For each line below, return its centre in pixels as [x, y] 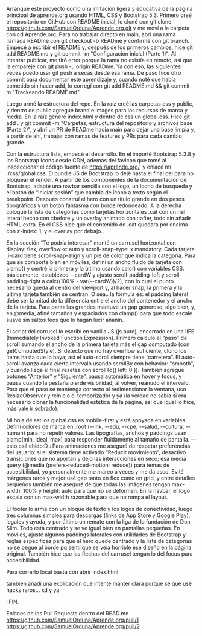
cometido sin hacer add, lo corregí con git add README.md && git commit [98, 86]
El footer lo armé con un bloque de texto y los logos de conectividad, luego [99, 509]
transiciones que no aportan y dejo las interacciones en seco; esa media [96, 459]
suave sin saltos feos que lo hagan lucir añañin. [65, 320]
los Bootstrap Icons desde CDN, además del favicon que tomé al [87, 160]
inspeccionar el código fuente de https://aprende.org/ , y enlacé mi [89, 167]
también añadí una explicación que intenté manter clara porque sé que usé [99, 583]
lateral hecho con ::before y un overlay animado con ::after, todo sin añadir [99, 218]
